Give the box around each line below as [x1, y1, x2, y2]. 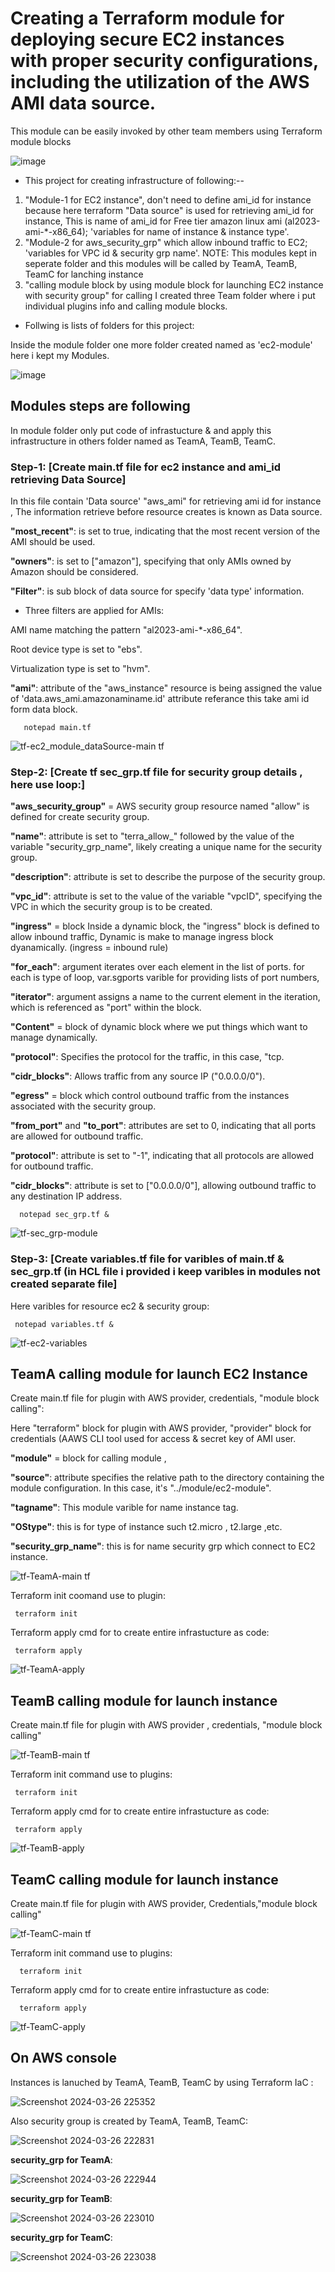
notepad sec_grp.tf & [19, 1210, 110, 1220]
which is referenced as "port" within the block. [10, 1002, 202, 1014]
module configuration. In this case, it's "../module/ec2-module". [10, 1482, 272, 1494]
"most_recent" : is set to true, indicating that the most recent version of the [10, 525, 321, 537]
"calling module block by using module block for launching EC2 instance [24, 278, 324, 291]
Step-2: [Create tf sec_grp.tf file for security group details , [10, 765, 303, 779]
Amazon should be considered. [10, 566, 139, 578]
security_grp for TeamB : [10, 2192, 113, 2204]
